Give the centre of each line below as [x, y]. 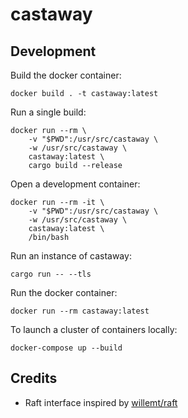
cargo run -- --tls [51, 274]
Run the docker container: [64, 292]
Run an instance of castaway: [71, 256]
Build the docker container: [66, 75]
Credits [34, 378]
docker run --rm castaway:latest [80, 311]
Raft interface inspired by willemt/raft [101, 402]
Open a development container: [75, 184]
